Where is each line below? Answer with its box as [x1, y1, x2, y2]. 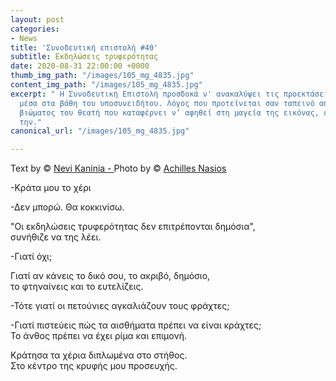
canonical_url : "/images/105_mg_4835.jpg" [10, 126, 190, 136]
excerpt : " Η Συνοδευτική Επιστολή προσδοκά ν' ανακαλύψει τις [10, 89, 280, 99]
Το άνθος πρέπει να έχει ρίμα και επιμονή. [10, 330, 187, 342]
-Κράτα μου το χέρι [10, 182, 92, 194]
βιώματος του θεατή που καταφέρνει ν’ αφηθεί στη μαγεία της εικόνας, [19, 107, 320, 118]
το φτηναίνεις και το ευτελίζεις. [10, 281, 144, 293]
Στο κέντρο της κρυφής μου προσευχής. [10, 360, 178, 372]
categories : [10, 24, 60, 34]
